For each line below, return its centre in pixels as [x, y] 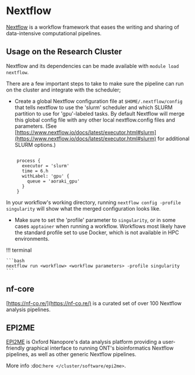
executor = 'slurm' [45, 165]
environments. [32, 238]
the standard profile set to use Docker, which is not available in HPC [97, 232]
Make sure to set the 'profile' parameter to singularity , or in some [95, 220]
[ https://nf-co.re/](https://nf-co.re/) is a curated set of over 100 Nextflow [94, 303]
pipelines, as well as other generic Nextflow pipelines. [71, 354]
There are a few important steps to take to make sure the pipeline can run [95, 83]
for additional [174, 138]
